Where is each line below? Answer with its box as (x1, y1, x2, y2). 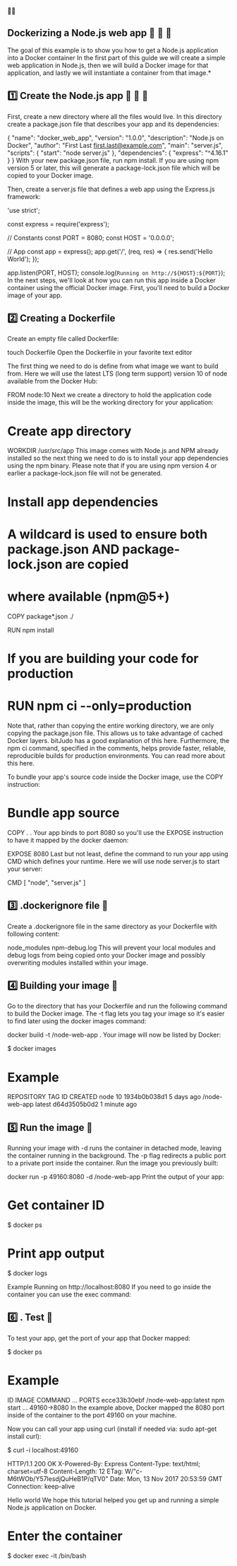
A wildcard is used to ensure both (7, 526, 208, 542)
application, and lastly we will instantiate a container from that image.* (7, 68, 212, 77)
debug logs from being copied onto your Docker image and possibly (7, 950, 206, 959)
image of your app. (7, 291, 63, 299)
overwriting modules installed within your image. (7, 958, 148, 967)
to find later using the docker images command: (7, 1017, 147, 1025)
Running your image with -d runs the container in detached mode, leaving (7, 1144, 222, 1153)
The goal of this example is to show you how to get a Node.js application (7, 46, 219, 54)
